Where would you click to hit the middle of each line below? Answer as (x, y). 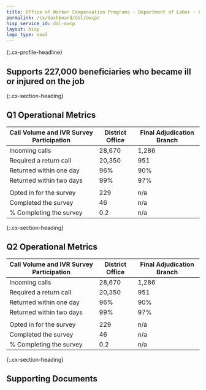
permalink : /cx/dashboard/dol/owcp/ (53, 18)
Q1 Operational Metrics (51, 115)
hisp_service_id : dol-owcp (41, 23)
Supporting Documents (52, 379)
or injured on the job (45, 81)
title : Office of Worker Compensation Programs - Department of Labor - (101, 12)
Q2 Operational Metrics (52, 247)
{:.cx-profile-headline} (35, 52)
